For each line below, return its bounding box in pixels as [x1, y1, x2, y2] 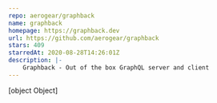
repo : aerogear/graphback [8, 11, 94, 20]
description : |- [8, 57, 62, 65]
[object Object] [8, 85, 58, 95]
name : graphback [8, 19, 62, 27]
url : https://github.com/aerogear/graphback [8, 34, 159, 42]
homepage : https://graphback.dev [8, 26, 120, 34]
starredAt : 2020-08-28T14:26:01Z [8, 49, 120, 57]
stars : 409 [8, 42, 45, 50]
